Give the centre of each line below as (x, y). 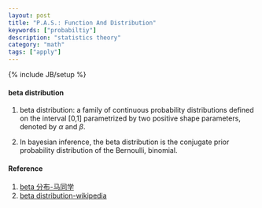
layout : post (30, 15)
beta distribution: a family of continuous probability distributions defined (137, 110)
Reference (26, 168)
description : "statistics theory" (65, 37)
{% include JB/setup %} (47, 74)
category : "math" (37, 45)
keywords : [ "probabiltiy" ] (52, 30)
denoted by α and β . (52, 127)
